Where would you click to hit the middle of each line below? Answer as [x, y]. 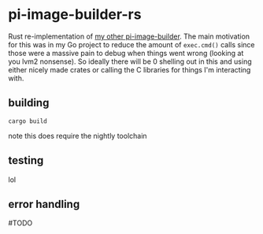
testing [26, 160]
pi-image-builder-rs [75, 15]
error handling [44, 204]
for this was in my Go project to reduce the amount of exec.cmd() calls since [131, 44]
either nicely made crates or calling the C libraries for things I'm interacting [130, 69]
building [29, 103]
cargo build [28, 121]
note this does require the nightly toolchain [78, 136]
